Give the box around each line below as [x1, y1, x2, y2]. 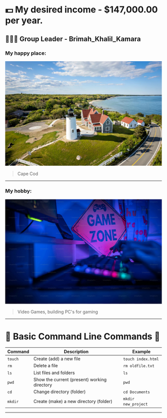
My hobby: [5, 188, 32, 195]
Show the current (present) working [33, 376, 107, 382]
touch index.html [123, 357, 159, 362]
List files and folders [33, 370, 75, 376]
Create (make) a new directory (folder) [33, 398, 113, 404]
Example [132, 348, 151, 354]
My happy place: [5, 49, 46, 56]
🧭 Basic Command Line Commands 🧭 [5, 330, 161, 342]
